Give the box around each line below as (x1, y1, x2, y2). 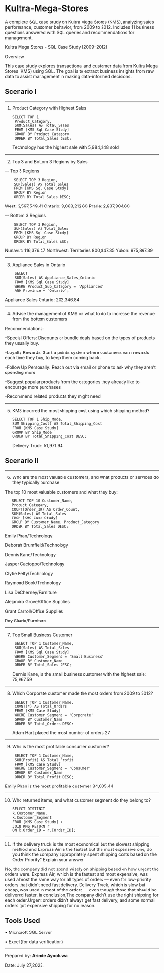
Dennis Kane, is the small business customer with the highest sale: (12, 671, 146, 677)
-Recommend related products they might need (5, 393, 101, 399)
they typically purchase (12, 479, 60, 485)
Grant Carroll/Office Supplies (5, 608, 63, 614)
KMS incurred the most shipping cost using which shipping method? (12, 407, 150, 413)
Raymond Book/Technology (5, 580, 61, 586)
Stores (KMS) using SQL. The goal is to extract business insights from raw (5, 68, 154, 74)
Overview (5, 53, 24, 59)
